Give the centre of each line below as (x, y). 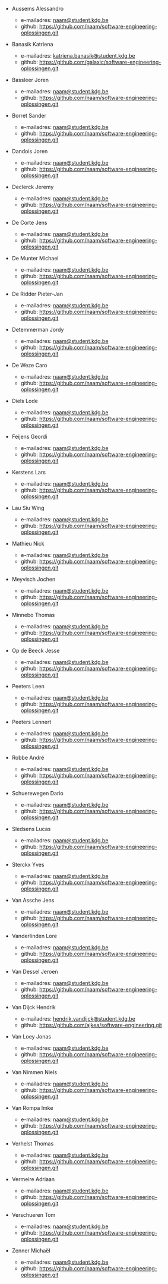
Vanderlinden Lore (34, 936)
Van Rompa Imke (32, 1108)
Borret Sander (29, 116)
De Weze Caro (29, 365)
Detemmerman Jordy (38, 330)
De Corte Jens (29, 223)
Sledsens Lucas (31, 829)
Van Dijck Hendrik (34, 1007)
